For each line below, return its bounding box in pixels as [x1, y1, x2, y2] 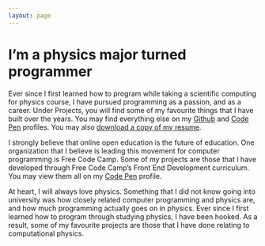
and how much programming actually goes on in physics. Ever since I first [8, 203, 249, 213]
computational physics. [8, 229, 85, 238]
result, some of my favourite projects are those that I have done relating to [8, 220, 250, 229]
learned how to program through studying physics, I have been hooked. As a [8, 211, 258, 221]
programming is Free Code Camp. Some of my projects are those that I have [8, 154, 257, 164]
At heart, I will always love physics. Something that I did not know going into [8, 187, 256, 196]
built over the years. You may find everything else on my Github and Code [8, 114, 249, 123]
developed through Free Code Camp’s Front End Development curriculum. [8, 163, 249, 172]
